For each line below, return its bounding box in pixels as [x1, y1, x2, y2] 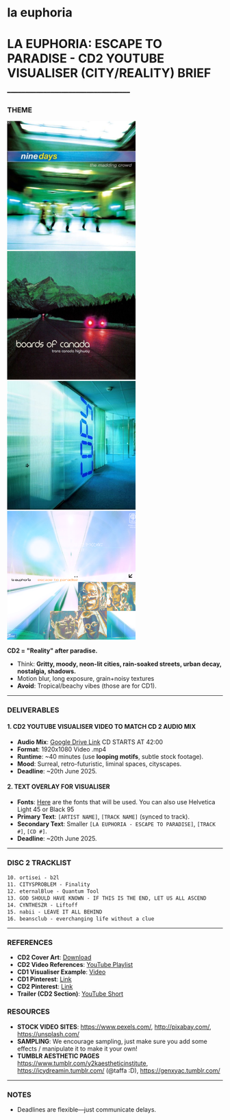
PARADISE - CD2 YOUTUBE [7, 51, 165, 67]
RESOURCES [7, 1007, 50, 1016]
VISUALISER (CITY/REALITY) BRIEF [7, 65, 212, 81]
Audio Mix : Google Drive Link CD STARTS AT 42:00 [16, 738, 163, 746]
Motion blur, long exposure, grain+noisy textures [16, 675, 155, 683]
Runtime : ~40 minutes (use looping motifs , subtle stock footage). [16, 752, 204, 760]
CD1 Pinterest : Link [16, 975, 72, 983]
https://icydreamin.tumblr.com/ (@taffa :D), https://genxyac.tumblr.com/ [16, 1066, 220, 1075]
